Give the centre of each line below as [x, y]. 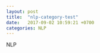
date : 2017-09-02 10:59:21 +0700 [50, 22]
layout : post [22, 11]
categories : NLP [26, 28]
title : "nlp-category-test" [42, 17]
